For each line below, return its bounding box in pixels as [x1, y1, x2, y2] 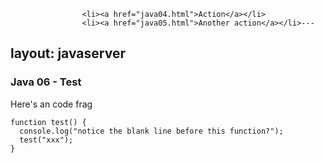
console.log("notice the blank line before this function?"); [19, 126, 284, 136]
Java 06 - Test [10, 75, 82, 89]
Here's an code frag [10, 98, 93, 110]
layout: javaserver [10, 45, 126, 62]
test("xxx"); [19, 135, 74, 145]
